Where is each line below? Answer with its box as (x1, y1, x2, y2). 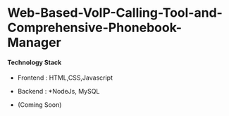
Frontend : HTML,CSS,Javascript (17, 73, 113, 82)
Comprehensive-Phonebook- (7, 20, 182, 36)
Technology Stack (7, 58, 62, 66)
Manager (7, 35, 61, 50)
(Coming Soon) (17, 101, 62, 109)
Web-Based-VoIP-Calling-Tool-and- (7, 5, 223, 21)
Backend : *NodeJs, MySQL (17, 87, 100, 96)
